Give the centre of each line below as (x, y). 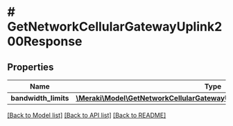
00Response (45, 42)
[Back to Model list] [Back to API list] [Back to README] (87, 115)
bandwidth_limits (40, 98)
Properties (31, 67)
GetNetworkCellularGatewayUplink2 (115, 27)
